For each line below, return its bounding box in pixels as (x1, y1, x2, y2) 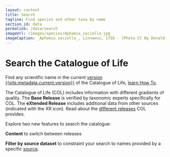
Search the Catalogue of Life (5, 58, 129, 69)
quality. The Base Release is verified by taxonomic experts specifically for (5, 95, 161, 101)
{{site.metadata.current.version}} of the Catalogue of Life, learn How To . (5, 80, 157, 86)
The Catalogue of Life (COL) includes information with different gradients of (5, 89, 164, 95)
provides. (5, 111, 25, 117)
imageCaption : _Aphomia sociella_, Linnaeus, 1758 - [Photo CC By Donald (5, 36, 165, 41)
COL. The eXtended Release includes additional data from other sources (5, 100, 159, 106)
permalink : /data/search (5, 26, 58, 31)
